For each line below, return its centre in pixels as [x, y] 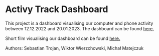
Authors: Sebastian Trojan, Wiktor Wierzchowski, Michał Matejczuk [74, 48]
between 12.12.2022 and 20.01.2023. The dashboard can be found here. [79, 28]
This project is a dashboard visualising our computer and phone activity [79, 23]
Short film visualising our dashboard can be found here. [63, 38]
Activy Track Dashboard [57, 9]
